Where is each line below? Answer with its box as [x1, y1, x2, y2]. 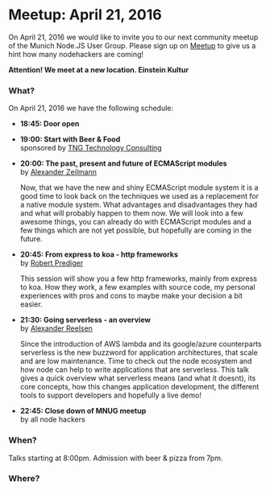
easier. [19, 299, 43, 309]
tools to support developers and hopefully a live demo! [19, 390, 201, 400]
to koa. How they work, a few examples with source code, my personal [19, 282, 255, 292]
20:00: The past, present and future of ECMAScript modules [19, 159, 227, 168]
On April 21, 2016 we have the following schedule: [8, 103, 174, 113]
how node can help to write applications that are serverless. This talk [19, 364, 250, 375]
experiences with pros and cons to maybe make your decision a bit [19, 291, 243, 301]
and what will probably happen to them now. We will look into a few [19, 208, 243, 218]
